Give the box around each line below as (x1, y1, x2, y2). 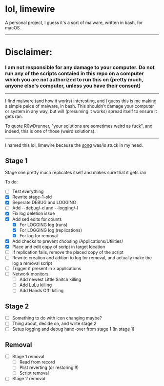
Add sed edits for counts (12, 216, 62, 222)
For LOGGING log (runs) (19, 222, 68, 227)
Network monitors (12, 271, 49, 277)
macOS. (5, 24, 21, 30)
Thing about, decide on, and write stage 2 (12, 320, 97, 326)
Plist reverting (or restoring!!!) (19, 364, 79, 370)
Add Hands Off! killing (19, 288, 64, 294)
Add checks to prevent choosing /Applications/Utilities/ (12, 238, 123, 244)
